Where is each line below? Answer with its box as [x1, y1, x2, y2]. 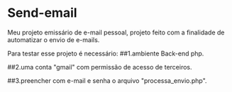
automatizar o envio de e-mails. [7, 35, 100, 44]
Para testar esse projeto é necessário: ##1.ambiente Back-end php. [7, 49, 204, 58]
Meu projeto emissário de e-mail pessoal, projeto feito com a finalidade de [7, 28, 225, 37]
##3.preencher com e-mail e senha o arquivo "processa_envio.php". [7, 76, 207, 85]
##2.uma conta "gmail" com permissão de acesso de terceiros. [7, 63, 192, 71]
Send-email [7, 5, 77, 21]
